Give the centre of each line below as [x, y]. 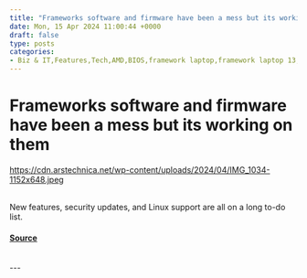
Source [24, 238]
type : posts [32, 43]
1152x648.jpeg [37, 179]
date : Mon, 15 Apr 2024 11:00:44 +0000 [85, 27]
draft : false [34, 35]
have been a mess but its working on [151, 125]
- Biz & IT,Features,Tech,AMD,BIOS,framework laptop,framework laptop [147, 60]
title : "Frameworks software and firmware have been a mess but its [143, 18]
